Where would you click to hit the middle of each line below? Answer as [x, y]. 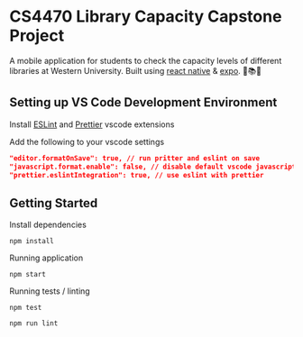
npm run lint [34, 323]
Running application [46, 258]
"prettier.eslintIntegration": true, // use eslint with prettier [137, 175]
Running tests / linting [50, 291]
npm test [26, 308]
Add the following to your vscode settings [87, 141]
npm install [32, 241]
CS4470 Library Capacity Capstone [146, 17]
